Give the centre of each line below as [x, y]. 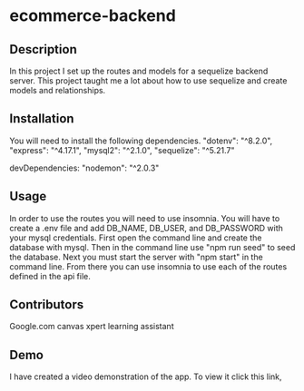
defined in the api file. [50, 276]
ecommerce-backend [93, 16]
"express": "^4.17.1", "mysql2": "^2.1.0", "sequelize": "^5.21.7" [122, 150]
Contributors [47, 305]
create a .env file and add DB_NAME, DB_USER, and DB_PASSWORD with [147, 228]
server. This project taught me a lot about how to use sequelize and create [148, 81]
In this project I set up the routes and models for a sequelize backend [139, 71]
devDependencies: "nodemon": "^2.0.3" [84, 168]
